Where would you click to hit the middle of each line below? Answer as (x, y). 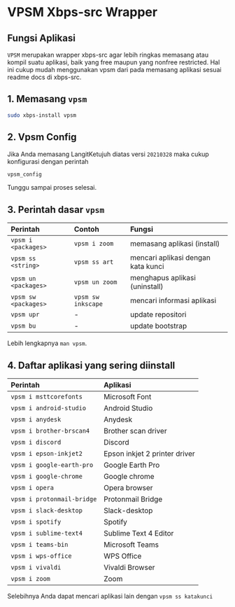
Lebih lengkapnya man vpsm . (47, 343)
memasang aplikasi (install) (175, 244)
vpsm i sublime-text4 (47, 533)
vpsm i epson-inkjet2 (47, 453)
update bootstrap (159, 326)
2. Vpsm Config (42, 137)
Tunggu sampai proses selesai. (52, 188)
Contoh (86, 230)
